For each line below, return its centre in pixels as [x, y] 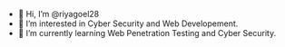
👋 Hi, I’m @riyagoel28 [59, 14]
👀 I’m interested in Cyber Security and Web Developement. [128, 23]
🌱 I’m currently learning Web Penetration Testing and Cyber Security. [147, 33]
